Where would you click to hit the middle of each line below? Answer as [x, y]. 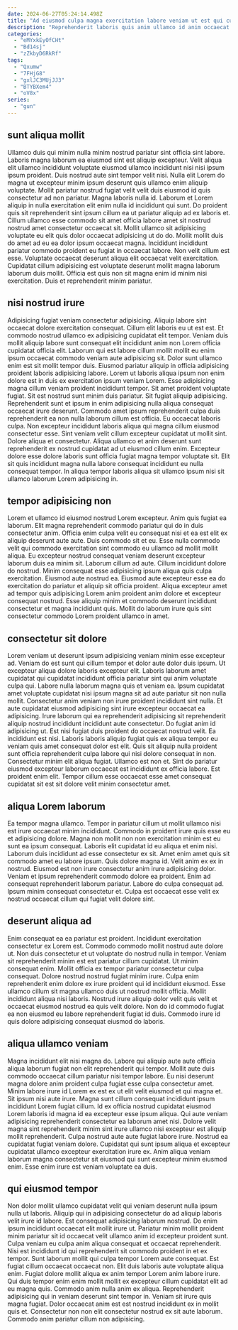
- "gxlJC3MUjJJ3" [39, 80]
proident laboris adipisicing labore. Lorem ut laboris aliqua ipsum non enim [116, 373]
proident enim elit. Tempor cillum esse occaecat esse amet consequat [110, 777]
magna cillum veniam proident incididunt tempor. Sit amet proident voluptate [119, 388]
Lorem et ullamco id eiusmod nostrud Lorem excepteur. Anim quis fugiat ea [117, 518]
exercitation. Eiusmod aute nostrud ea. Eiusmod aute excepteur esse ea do [117, 578]
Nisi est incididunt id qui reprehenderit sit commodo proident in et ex [107, 1251]
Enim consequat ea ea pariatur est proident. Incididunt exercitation [104, 938]
